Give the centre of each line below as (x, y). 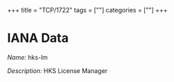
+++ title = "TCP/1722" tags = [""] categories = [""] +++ (88, 10)
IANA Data (38, 38)
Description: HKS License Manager (57, 71)
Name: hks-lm (27, 57)
